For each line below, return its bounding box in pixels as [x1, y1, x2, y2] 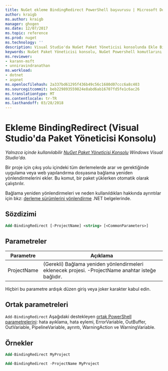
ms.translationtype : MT [5, 91, 55, 96]
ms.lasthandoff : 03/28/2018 [5, 101, 64, 106]
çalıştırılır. [5, 180, 25, 187]
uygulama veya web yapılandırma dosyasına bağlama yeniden [5, 170, 133, 176]
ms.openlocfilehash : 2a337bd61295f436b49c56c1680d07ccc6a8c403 [5, 82, 140, 87]
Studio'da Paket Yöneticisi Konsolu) [5, 133, 156, 144]
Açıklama [90, 252, 113, 259]
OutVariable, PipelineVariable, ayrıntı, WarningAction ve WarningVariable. [5, 324, 156, 330]
